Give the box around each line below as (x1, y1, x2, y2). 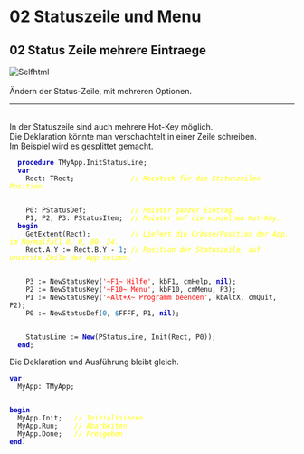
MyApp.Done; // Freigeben (17, 430, 124, 439)
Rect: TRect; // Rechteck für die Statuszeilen (25, 174, 261, 183)
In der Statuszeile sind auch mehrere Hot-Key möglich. (9, 121, 214, 132)
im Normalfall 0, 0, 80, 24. (9, 237, 119, 246)
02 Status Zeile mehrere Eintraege (9, 43, 206, 58)
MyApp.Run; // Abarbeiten (17, 421, 128, 430)
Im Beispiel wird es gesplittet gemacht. (9, 140, 154, 151)
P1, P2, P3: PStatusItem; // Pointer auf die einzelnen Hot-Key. (25, 214, 281, 223)
